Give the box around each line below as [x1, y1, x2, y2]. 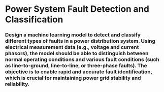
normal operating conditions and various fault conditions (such [5, 56, 160, 63]
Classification [5, 14, 63, 25]
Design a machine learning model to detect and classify [5, 31, 141, 38]
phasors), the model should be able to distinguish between [5, 50, 149, 57]
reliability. [5, 81, 30, 88]
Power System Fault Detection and [5, 3, 149, 15]
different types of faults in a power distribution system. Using [5, 38, 156, 45]
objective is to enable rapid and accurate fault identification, [5, 68, 153, 75]
